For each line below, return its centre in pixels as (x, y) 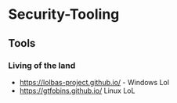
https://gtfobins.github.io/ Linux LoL (77, 91)
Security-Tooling (64, 14)
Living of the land (42, 66)
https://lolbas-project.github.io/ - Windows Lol (94, 82)
